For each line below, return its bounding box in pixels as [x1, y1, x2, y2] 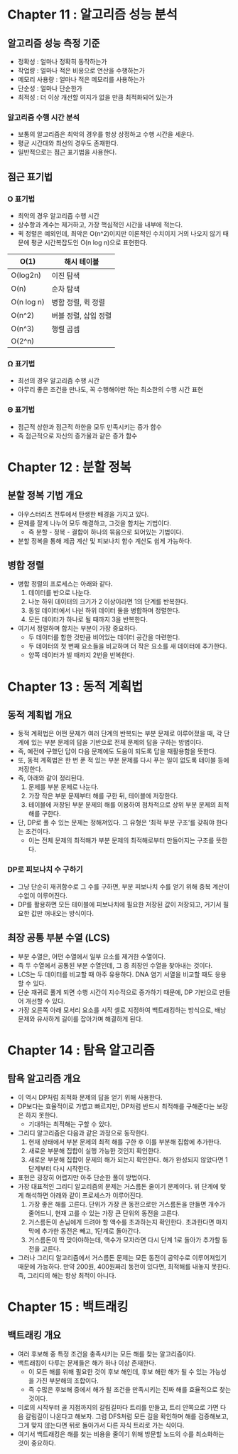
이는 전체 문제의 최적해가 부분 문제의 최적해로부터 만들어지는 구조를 [28, 836, 215, 845]
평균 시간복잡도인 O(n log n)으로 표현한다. [31, 238, 148, 247]
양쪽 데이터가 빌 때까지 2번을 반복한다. [28, 651, 135, 659]
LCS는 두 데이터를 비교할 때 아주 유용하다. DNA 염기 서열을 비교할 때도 [17, 970, 214, 979]
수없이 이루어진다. [17, 891, 67, 899]
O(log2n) [11, 270, 41, 280]
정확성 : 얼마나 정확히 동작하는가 [17, 58, 107, 66]
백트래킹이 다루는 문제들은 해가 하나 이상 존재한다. [17, 1358, 156, 1367]
